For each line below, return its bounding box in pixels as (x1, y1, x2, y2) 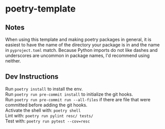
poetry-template (5, 3, 76, 15)
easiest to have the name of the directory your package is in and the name (5, 42, 160, 48)
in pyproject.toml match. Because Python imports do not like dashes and (5, 47, 158, 53)
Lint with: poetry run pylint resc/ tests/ (5, 112, 93, 118)
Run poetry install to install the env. (5, 86, 83, 92)
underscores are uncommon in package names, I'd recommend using (5, 52, 150, 58)
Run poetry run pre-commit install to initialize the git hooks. (5, 91, 133, 97)
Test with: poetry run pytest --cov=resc (5, 118, 90, 124)
